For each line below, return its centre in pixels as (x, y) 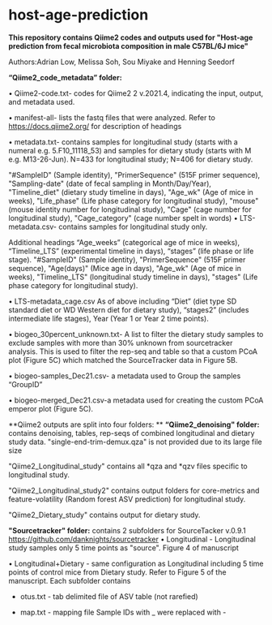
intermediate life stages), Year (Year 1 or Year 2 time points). (108, 318)
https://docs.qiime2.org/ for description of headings (95, 126)
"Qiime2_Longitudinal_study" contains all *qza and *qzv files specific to (128, 466)
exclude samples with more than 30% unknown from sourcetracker (121, 343)
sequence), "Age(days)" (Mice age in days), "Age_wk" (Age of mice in (125, 268)
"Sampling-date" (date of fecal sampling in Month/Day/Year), (110, 183)
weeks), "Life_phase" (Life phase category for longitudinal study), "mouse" (134, 200)
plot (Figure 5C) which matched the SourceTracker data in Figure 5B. (123, 360)
